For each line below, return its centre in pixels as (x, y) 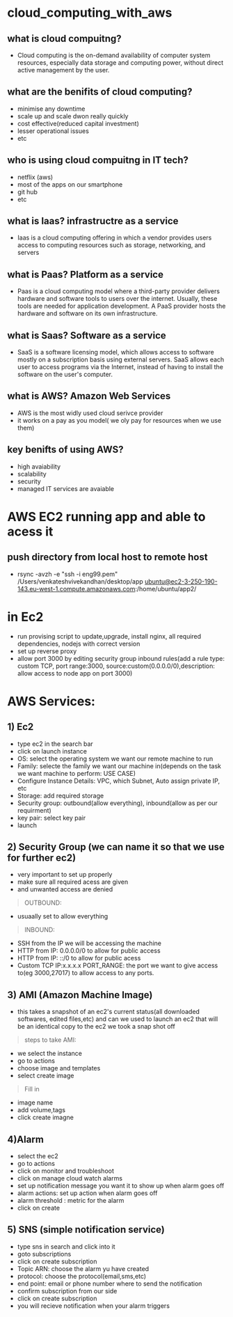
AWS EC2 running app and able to (106, 516)
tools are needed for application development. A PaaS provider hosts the (121, 306)
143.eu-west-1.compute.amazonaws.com (76, 589)
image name (35, 1102)
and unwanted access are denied (65, 889)
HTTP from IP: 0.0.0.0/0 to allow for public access (89, 951)
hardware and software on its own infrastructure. (87, 313)
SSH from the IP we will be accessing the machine (89, 943)
